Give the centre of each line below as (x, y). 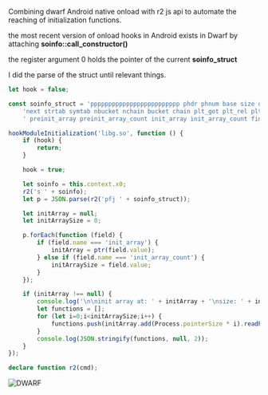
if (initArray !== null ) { (67, 294)
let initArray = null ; (60, 213)
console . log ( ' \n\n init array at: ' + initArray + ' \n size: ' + (144, 302)
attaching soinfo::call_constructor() (68, 44)
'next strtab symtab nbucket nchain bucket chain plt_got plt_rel (135, 111)
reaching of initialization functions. (65, 20)
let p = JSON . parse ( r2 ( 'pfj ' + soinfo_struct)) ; (107, 199)
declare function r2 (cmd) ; (53, 368)
